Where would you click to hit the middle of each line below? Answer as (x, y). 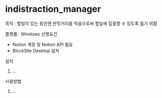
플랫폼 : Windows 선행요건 (31, 34)
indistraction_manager (53, 9)
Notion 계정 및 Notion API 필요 (42, 44)
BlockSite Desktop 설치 (36, 50)
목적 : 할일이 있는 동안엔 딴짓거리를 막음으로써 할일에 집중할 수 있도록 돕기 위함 (81, 23)
